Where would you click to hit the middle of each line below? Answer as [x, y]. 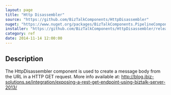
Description [24, 59]
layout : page [19, 10]
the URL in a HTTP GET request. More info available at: [63, 76]
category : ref [20, 34]
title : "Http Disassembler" [35, 15]
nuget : [12, 24]
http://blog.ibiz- [138, 76]
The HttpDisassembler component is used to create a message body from [83, 71]
